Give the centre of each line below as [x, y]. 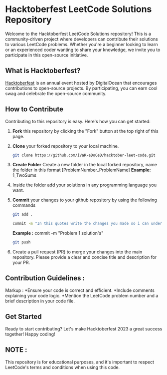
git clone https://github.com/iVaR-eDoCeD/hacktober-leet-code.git [84, 155]
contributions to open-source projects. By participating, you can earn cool [82, 88]
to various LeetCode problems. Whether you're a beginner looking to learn [82, 44]
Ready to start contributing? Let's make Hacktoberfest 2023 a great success [84, 328]
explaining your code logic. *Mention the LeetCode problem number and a [82, 295]
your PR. [21, 263]
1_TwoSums [24, 175]
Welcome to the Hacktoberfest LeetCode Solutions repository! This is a [78, 34]
